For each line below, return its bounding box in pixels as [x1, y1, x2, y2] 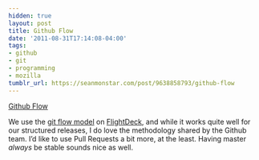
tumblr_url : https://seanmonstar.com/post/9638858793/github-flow [8, 79, 235, 87]
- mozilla [8, 72, 42, 80]
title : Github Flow [8, 27, 74, 35]
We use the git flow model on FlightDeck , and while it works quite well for [8, 117, 251, 126]
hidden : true [8, 11, 52, 20]
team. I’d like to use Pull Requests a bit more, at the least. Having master [8, 133, 247, 143]
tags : [8, 42, 26, 50]
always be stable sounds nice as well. [8, 142, 134, 152]
